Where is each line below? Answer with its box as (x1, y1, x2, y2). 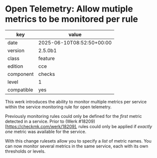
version (7, 47, 25, 54)
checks (38, 71, 55, 77)
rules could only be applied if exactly (78, 123, 152, 129)
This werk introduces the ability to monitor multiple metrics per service (5, 99, 147, 104)
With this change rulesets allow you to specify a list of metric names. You (5, 138, 152, 144)
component (7, 71, 34, 77)
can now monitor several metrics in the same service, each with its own (5, 143, 148, 149)
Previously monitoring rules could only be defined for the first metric (5, 113, 142, 119)
